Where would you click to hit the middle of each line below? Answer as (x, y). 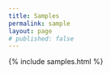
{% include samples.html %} (56, 62)
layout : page (30, 31)
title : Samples (34, 16)
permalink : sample (39, 24)
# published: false (41, 39)
